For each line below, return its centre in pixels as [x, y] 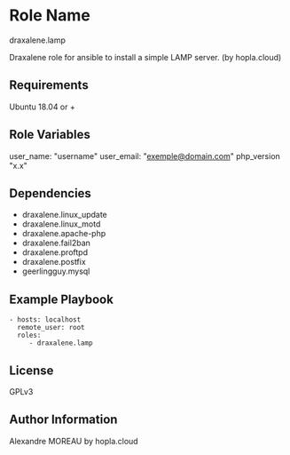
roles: [29, 335]
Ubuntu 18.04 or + [42, 107]
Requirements [49, 85]
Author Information [63, 420]
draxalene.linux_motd [61, 224]
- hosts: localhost [45, 320]
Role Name [50, 16]
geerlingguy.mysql [56, 271]
